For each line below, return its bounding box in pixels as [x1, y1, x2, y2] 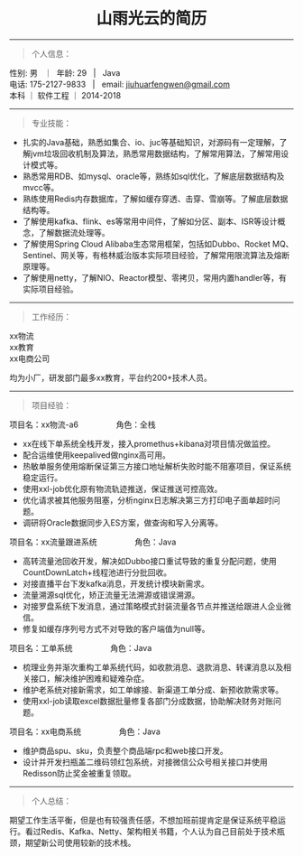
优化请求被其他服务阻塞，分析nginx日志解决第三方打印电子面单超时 [22, 494, 272, 506]
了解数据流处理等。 [38, 227, 110, 237]
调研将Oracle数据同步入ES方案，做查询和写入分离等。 [22, 516, 224, 528]
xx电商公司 [9, 353, 50, 364]
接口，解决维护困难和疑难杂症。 [30, 673, 150, 684]
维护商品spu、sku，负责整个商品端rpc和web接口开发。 [22, 745, 228, 756]
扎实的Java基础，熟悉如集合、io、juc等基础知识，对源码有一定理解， [22, 136, 280, 147]
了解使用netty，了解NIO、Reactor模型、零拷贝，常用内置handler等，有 [22, 272, 287, 283]
